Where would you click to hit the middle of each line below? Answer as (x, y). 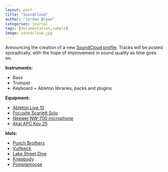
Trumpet (21, 83)
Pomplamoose (27, 164)
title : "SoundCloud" (27, 15)
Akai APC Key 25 (30, 124)
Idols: (11, 133)
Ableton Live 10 (28, 108)
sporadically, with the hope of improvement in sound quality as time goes (81, 53)
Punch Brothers (29, 143)
